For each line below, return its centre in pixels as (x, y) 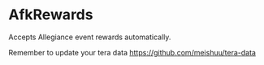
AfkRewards (51, 15)
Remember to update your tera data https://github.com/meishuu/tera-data (132, 52)
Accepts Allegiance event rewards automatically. (90, 37)
